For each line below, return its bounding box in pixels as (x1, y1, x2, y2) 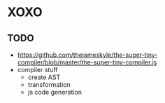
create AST (27, 73, 61, 81)
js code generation (27, 88, 82, 96)
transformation (27, 81, 71, 88)
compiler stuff (17, 66, 58, 74)
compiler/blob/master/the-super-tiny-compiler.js (17, 58, 157, 67)
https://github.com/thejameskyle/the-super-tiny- (17, 50, 158, 59)
